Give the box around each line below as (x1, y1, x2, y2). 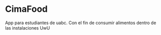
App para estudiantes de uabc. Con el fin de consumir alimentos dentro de (5, 20, 157, 26)
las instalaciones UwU (5, 25, 50, 31)
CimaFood (5, 3, 48, 15)
